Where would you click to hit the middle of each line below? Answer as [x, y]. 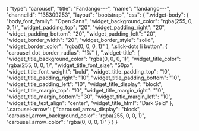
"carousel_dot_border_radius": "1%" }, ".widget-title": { [73, 52]
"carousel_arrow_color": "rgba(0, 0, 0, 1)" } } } [62, 122]
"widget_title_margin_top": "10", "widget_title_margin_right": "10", [86, 90]
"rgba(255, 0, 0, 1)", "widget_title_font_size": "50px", [70, 65]
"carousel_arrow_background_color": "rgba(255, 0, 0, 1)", [76, 116]
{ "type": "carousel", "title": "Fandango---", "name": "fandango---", [88, 9]
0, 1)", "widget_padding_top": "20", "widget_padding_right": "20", [86, 27]
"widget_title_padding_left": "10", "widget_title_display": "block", [84, 84]
